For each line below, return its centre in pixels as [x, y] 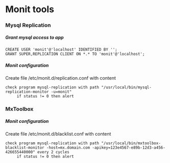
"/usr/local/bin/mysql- [127, 87]
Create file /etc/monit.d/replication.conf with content [61, 78]
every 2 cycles [54, 152]
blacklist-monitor [25, 148]
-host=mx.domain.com [68, 148]
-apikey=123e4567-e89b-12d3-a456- [129, 148]
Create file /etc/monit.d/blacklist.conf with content [58, 134]
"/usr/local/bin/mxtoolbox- [131, 143]
